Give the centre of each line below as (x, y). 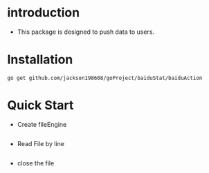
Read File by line (40, 143)
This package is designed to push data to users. (85, 32)
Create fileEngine (42, 124)
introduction (44, 13)
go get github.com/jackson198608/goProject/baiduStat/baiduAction (105, 78)
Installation (40, 60)
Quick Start (40, 105)
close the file (36, 163)
